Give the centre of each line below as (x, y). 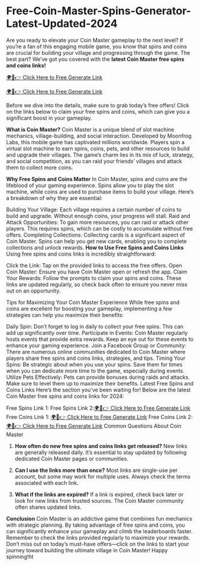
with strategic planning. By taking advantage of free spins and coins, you (96, 525)
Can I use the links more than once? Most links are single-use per (96, 470)
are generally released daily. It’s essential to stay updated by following (101, 452)
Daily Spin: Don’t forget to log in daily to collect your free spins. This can (95, 326)
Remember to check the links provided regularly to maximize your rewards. (98, 537)
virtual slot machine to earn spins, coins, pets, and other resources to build (98, 148)
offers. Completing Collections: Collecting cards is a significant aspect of (96, 235)
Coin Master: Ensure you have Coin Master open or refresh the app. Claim (97, 272)
